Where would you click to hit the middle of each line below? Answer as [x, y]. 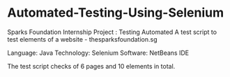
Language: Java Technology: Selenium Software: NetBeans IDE [98, 53]
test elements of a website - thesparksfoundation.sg [82, 39]
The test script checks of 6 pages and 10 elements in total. [91, 66]
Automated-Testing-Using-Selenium [116, 13]
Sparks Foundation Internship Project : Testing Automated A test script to [112, 32]
